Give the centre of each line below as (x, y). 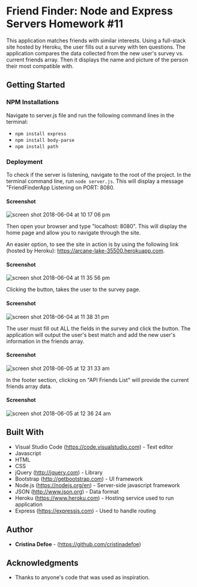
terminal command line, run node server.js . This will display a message (95, 181)
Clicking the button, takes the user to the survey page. (74, 289)
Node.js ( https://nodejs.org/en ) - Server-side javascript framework (97, 485)
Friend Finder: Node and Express (89, 11)
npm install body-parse (45, 140)
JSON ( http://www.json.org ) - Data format (67, 491)
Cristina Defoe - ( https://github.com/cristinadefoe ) (78, 544)
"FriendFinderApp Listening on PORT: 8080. (61, 187)
